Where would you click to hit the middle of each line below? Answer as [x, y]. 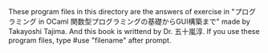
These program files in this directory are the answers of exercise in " [122, 11]
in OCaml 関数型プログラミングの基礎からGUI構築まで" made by [144, 21]
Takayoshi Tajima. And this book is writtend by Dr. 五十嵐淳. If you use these [134, 31]
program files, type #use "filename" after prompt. [90, 40]
